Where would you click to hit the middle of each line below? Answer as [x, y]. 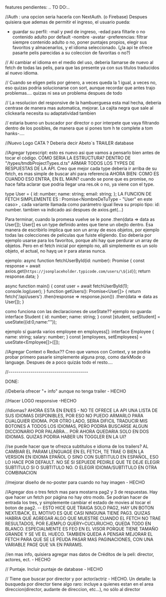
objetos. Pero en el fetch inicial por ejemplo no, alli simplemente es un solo [81, 246]
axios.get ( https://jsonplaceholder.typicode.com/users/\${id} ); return [78, 271]
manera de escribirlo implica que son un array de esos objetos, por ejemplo [82, 230]
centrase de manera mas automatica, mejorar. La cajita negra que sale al [79, 108]
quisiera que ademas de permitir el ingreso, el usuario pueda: [68, 22]
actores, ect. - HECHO [28, 560]
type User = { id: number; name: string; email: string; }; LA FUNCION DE [79, 194]
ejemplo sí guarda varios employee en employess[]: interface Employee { [80, 332]
